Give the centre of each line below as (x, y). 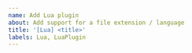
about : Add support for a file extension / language (96, 23)
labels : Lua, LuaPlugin (47, 37)
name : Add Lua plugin (44, 15)
